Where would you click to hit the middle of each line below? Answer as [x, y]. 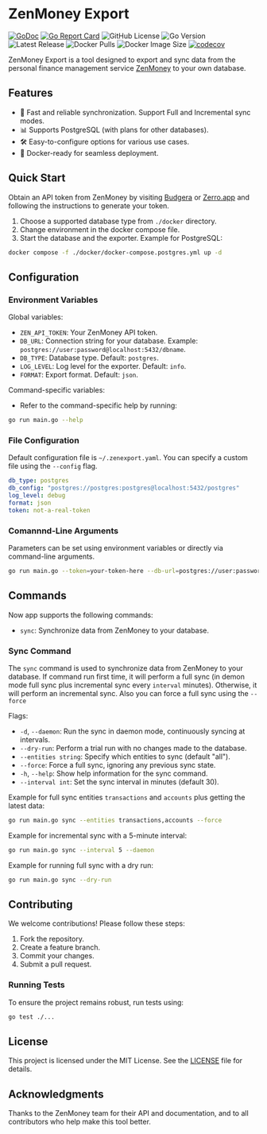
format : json [30, 503]
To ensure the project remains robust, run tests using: [96, 1002]
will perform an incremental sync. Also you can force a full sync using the [128, 693]
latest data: [27, 805]
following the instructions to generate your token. [89, 205]
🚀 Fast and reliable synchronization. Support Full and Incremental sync [135, 112]
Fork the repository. [52, 939]
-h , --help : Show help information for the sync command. [114, 773]
